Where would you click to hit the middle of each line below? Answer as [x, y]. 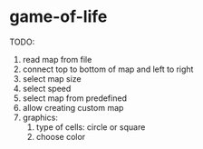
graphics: [40, 117]
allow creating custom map [73, 107]
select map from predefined [74, 98]
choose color [61, 136]
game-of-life [58, 17]
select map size [52, 78]
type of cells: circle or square [91, 127]
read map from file [57, 59]
